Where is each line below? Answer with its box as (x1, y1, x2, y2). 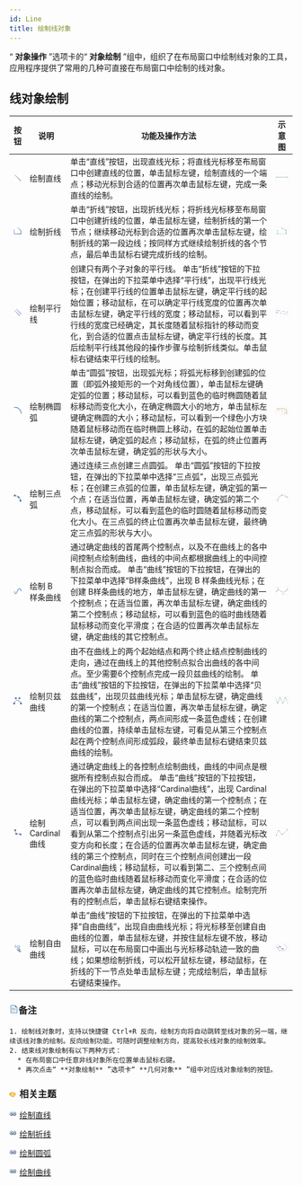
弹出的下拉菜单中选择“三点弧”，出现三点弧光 (93, 472, 259, 482)
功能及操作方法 (140, 130, 197, 141)
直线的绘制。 (70, 190, 119, 201)
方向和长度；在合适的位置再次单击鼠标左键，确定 (77, 839, 260, 850)
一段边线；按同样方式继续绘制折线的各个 (109, 238, 260, 249)
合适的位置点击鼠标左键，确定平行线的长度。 (93, 331, 260, 341)
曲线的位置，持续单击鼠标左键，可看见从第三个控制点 (70, 724, 268, 735)
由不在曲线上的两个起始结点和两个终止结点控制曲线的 (70, 645, 268, 656)
